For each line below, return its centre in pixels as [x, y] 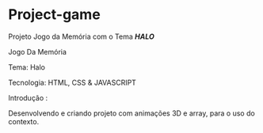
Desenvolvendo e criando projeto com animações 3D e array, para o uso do [131, 113]
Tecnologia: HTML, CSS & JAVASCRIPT [72, 82]
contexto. [24, 121]
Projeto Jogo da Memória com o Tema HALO [81, 36]
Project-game [54, 15]
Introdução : [28, 97]
